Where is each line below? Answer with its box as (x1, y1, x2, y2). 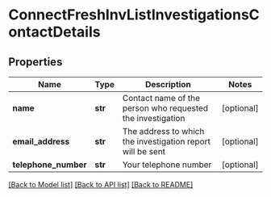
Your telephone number (122, 159, 212, 170)
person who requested (122, 103, 208, 114)
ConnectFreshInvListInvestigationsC (8, 6, 260, 24)
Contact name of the (122, 93, 200, 103)
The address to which (122, 126, 205, 136)
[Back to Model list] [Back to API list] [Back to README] (8, 180, 194, 189)
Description (144, 79, 191, 90)
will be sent (122, 146, 166, 157)
